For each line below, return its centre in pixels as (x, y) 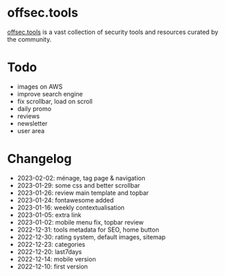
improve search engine (50, 94)
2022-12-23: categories (51, 244)
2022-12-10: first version (53, 266)
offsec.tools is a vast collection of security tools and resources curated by (113, 32)
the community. (29, 39)
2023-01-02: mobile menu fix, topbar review (80, 222)
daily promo (34, 108)
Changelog (39, 159)
